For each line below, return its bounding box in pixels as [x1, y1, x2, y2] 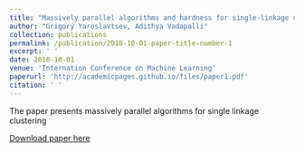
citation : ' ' [9, 81, 63, 90]
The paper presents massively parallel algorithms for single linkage [9, 105, 260, 116]
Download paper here [9, 132, 90, 143]
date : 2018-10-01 [9, 55, 75, 64]
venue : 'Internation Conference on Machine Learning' [9, 64, 217, 73]
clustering [9, 115, 47, 126]
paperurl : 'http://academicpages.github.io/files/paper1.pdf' [9, 72, 249, 81]
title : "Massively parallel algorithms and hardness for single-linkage [9, 13, 290, 23]
